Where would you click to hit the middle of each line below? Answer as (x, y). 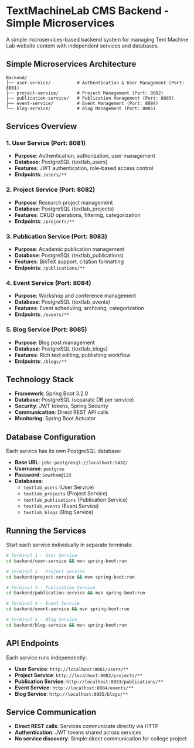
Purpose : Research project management (64, 202)
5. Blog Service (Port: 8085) (47, 329)
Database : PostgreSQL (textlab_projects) (64, 209)
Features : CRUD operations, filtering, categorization (77, 215)
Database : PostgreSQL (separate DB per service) (74, 400)
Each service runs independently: (47, 657)
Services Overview (42, 126)
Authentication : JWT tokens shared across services (78, 732)
